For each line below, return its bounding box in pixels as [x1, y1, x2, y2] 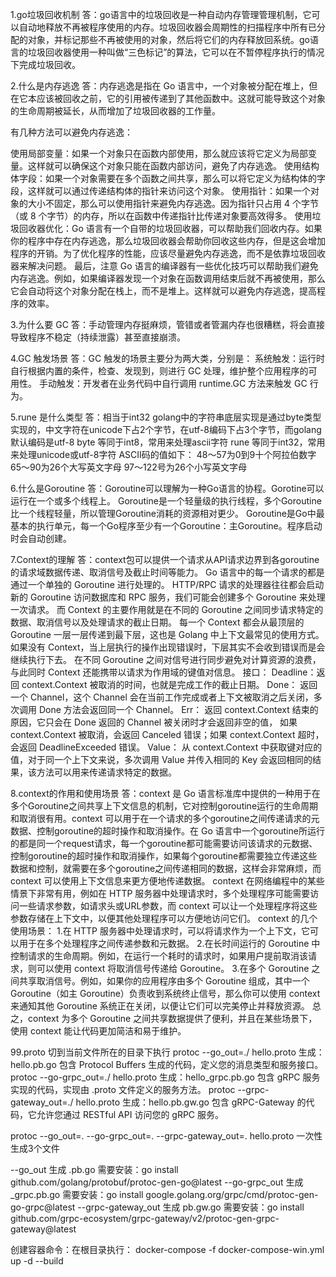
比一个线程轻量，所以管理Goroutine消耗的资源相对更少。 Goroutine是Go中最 [10, 508, 325, 519]
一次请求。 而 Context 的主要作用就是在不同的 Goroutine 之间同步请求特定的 [10, 604, 324, 615]
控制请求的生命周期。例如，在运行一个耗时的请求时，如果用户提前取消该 [10, 950, 308, 962]
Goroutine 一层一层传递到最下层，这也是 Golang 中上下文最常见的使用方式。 [10, 629, 325, 640]
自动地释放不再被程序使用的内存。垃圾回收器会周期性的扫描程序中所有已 [18, 21, 317, 33]
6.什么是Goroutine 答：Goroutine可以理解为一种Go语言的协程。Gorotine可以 [10, 483, 325, 494]
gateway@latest [10, 1223, 77, 1235]
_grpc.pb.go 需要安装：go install [10, 1189, 144, 1200]
